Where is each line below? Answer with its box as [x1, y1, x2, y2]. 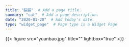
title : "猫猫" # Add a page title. [5, 7, 82, 13]
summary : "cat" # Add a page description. [5, 12, 99, 17]
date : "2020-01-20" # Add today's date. [5, 17, 95, 22]
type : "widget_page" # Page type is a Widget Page [5, 21, 117, 27]
